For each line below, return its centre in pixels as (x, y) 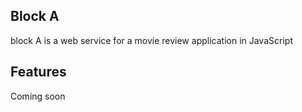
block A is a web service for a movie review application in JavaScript (151, 40)
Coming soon (38, 96)
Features (38, 72)
